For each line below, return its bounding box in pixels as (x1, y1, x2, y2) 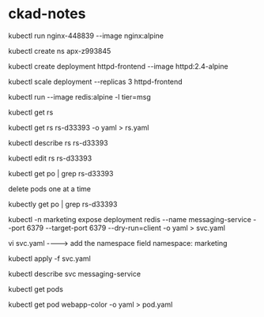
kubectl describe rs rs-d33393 (8, 138, 108, 147)
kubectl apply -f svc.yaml (8, 254, 91, 263)
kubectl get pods (8, 284, 63, 293)
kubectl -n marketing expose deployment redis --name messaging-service (8, 214, 251, 224)
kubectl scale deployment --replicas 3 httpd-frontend (8, 77, 183, 86)
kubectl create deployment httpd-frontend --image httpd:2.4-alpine (8, 61, 228, 71)
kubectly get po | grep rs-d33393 (8, 199, 118, 209)
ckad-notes (8, 5, 86, 23)
